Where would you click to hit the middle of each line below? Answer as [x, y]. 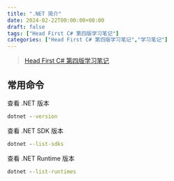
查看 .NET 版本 [28, 103]
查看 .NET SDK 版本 [36, 130]
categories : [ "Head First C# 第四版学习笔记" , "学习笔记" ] [88, 40]
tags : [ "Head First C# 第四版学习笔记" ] [63, 33]
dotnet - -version [32, 116]
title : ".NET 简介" [35, 14]
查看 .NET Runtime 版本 [41, 158]
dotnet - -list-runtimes [42, 172]
